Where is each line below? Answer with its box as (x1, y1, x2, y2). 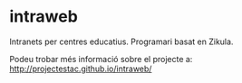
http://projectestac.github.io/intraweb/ (9, 63, 152, 74)
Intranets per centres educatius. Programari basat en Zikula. (9, 36, 234, 47)
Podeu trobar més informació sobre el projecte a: (9, 53, 193, 64)
